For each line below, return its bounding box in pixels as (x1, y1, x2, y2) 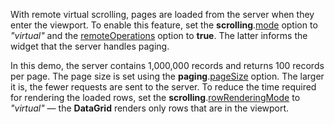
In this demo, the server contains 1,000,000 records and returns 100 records (10, 60, 325, 71)
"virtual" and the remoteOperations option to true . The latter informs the (10, 30, 308, 41)
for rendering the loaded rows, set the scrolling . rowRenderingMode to (10, 92, 301, 103)
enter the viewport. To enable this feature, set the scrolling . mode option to (10, 19, 318, 31)
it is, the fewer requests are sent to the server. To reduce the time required (10, 81, 317, 93)
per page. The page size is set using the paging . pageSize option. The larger (10, 70, 325, 82)
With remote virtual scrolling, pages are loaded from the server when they (10, 9, 315, 20)
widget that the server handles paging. (10, 40, 170, 52)
